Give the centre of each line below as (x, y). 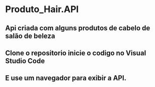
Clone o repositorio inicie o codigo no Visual (76, 53)
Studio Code (25, 61)
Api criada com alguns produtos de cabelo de (78, 28)
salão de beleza (30, 36)
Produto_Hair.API (42, 9)
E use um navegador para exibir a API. (66, 78)
